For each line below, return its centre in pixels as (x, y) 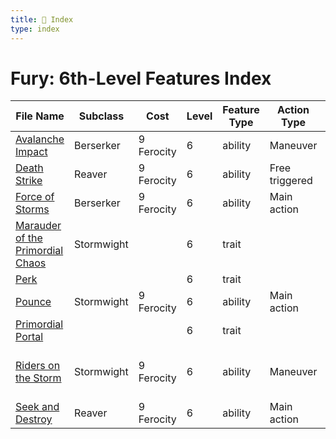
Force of (35, 197)
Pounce (33, 302)
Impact (31, 152)
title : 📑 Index (42, 19)
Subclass (101, 116)
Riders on (38, 366)
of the (29, 238)
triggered (291, 181)
